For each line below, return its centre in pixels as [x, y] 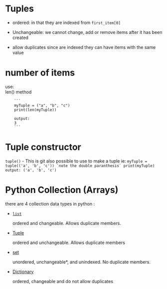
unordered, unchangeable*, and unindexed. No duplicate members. [82, 262]
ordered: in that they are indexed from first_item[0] [67, 22]
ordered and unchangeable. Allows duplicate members [69, 242]
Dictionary [23, 271]
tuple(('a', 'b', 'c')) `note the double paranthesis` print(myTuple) [80, 165]
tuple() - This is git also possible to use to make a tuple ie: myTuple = [76, 161]
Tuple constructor [43, 147]
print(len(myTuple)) [35, 110]
